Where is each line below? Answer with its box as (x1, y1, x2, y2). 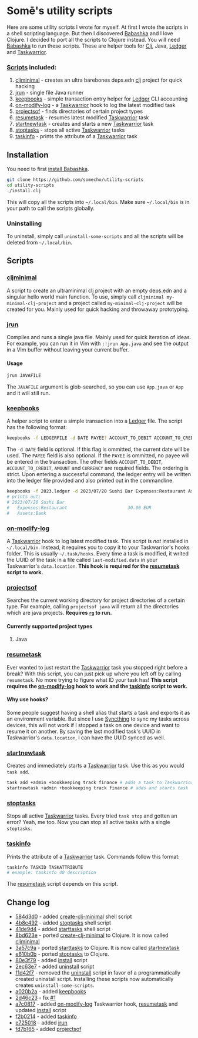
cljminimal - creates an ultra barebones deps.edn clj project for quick (15, 76, 183, 83)
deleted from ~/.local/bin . (6, 239, 73, 246)
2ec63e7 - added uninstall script (15, 963, 95, 970)
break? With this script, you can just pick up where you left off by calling (6, 670, 182, 677)
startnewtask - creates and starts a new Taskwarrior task (15, 120, 154, 128)
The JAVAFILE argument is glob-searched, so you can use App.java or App (6, 383, 184, 390)
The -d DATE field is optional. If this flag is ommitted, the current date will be (6, 446, 190, 453)
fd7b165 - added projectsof (15, 1026, 82, 1033)
